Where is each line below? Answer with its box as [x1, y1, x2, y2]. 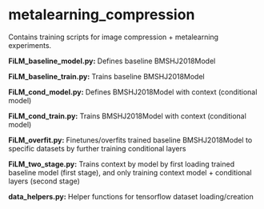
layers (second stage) [8, 176, 80, 186]
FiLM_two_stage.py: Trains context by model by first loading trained [8, 159, 234, 169]
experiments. [8, 40, 52, 50]
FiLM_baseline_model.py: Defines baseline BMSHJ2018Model [8, 56, 216, 66]
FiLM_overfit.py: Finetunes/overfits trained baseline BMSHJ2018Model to [8, 135, 253, 145]
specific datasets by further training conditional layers [8, 143, 186, 153]
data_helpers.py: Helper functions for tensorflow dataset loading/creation [8, 191, 254, 201]
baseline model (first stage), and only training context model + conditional [8, 167, 252, 177]
